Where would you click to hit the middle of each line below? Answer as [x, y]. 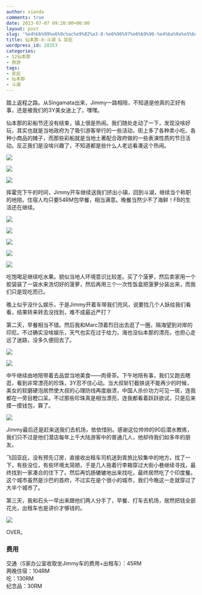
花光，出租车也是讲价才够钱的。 [46, 508]
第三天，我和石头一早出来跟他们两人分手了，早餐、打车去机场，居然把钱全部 [101, 500]
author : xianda [25, 12]
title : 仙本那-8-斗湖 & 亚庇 [40, 40]
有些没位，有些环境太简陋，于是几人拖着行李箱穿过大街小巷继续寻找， [103, 465]
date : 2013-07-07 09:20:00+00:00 [48, 23]
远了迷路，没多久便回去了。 [41, 340]
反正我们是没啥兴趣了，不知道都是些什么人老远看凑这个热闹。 [93, 146]
